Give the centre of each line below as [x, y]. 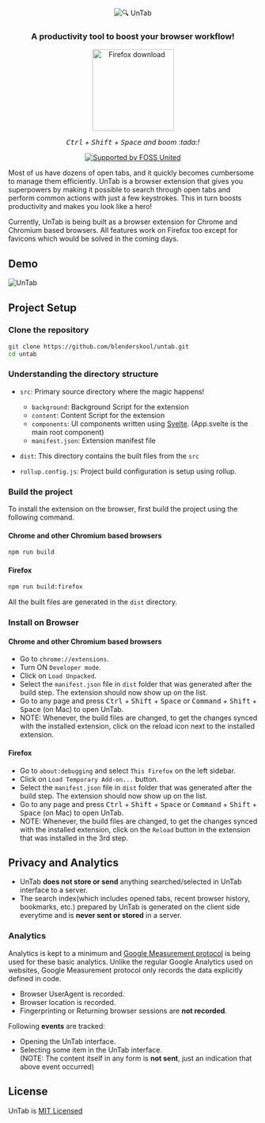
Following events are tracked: [57, 1026]
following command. [42, 517]
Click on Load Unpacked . [58, 676]
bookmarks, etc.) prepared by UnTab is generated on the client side [130, 907]
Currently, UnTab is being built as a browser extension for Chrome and [123, 222]
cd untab [23, 354]
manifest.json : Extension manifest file [93, 440]
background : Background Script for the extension [110, 406]
